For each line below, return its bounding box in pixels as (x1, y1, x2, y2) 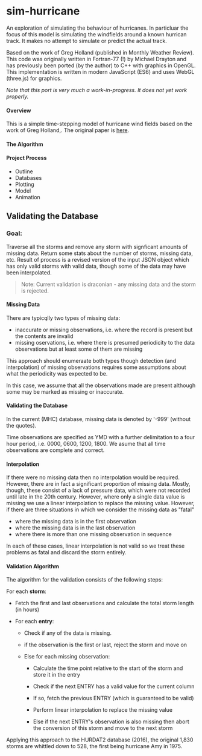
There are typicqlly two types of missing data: (6, 314, 121, 322)
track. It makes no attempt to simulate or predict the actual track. (6, 37, 167, 44)
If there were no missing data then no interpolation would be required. (6, 474, 180, 481)
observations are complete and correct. (6, 446, 105, 454)
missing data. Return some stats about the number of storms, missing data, (6, 250, 193, 257)
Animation (14, 193, 40, 201)
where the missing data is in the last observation (14, 524, 136, 531)
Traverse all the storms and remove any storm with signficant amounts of (6, 243, 188, 250)
